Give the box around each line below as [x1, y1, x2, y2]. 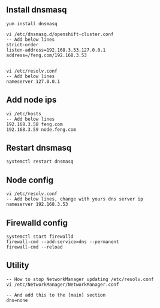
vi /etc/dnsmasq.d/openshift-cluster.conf [6, 31, 114, 37]
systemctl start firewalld [6, 234, 74, 240]
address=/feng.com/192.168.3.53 [6, 52, 87, 58]
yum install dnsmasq [6, 20, 58, 26]
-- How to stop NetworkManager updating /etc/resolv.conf [6, 276, 154, 282]
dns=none [6, 297, 28, 303]
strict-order [6, 41, 39, 47]
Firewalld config [6, 217, 68, 228]
